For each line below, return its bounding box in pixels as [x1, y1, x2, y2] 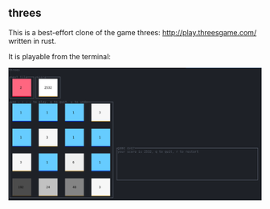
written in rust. [8, 36, 56, 46]
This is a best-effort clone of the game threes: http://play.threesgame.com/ [8, 27, 257, 37]
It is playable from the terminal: [8, 51, 111, 61]
